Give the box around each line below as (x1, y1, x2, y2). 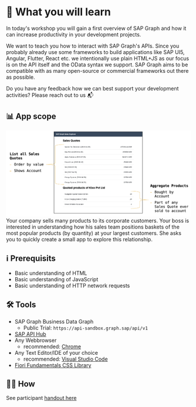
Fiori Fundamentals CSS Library (14, 362, 92, 369)
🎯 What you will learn (6, 5, 111, 19)
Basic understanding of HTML (14, 270, 87, 277)
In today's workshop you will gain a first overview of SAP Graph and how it (6, 25, 187, 32)
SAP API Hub (14, 331, 46, 338)
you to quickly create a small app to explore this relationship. (6, 236, 153, 243)
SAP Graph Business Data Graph (14, 318, 94, 325)
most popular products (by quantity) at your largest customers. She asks (6, 229, 182, 237)
